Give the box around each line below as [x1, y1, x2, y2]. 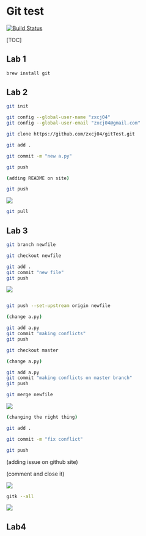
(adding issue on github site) [6, 458, 78, 465]
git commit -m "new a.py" [6, 153, 72, 159]
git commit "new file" [6, 269, 64, 275]
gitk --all [6, 493, 34, 499]
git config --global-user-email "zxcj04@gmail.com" [6, 120, 141, 126]
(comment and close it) [6, 470, 65, 477]
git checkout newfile [6, 252, 62, 259]
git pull [6, 209, 29, 215]
